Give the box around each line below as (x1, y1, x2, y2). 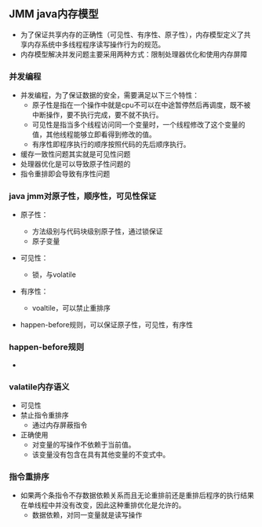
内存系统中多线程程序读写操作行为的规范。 (27, 39, 166, 49)
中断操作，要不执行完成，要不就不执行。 (31, 110, 163, 120)
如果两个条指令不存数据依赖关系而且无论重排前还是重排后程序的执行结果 (20, 491, 254, 500)
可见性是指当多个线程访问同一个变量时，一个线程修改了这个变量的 (31, 120, 246, 130)
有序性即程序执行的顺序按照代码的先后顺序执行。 (31, 140, 191, 149)
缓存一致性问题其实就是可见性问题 (20, 149, 131, 159)
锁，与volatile (31, 270, 77, 279)
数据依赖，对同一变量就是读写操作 (31, 510, 143, 520)
